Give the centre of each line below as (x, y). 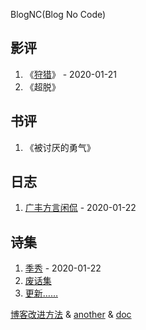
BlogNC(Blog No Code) (58, 14)
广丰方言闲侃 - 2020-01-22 (80, 208)
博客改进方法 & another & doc (71, 315)
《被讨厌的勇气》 (60, 147)
